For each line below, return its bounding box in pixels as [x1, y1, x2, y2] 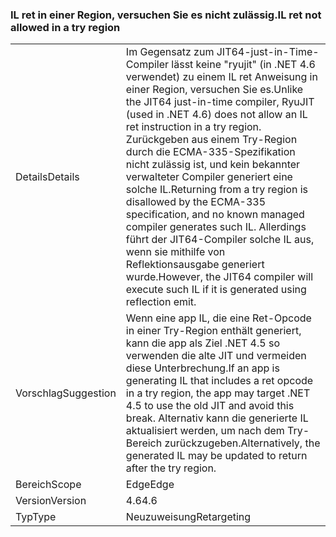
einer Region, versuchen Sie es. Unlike [125, 83, 304, 97]
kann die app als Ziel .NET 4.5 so [125, 336, 280, 350]
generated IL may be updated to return [125, 449, 308, 463]
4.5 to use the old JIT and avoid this [125, 399, 295, 413]
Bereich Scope [15, 478, 82, 492]
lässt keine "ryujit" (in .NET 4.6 [171, 58, 316, 72]
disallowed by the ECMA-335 [125, 195, 267, 209]
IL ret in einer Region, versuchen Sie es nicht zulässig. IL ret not [10, 8, 322, 22]
